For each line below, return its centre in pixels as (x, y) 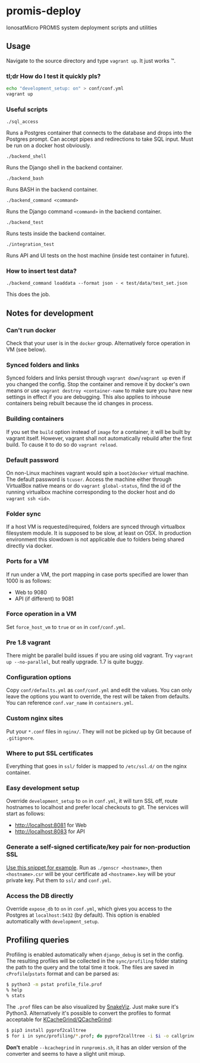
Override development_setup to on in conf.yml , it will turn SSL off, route (92, 801)
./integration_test (30, 245)
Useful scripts (27, 109)
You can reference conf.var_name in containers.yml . (70, 703)
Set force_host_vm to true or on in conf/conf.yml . (66, 627)
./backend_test (25, 223)
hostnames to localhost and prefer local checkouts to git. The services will (97, 808)
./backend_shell (26, 156)
